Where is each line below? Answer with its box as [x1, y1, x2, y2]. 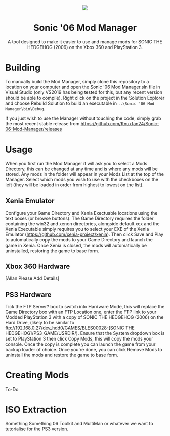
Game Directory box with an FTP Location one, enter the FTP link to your [5, 309, 157, 315]
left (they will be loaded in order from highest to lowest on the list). [5, 182, 144, 188]
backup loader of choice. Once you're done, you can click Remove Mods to [5, 347, 163, 353]
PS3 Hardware [5, 290, 52, 299]
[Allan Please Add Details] [5, 275, 60, 281]
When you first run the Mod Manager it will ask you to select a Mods [5, 160, 148, 166]
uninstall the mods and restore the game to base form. [5, 352, 119, 358]
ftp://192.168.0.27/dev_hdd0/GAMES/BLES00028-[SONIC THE [5, 325, 135, 331]
